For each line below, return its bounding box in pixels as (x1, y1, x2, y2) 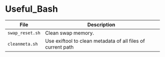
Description (87, 21, 115, 28)
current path (45, 43, 74, 50)
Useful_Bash (5, 3, 58, 15)
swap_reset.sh (7, 30, 41, 35)
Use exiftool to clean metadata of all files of (45, 37, 145, 44)
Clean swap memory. (45, 29, 94, 36)
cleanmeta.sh (7, 41, 38, 47)
